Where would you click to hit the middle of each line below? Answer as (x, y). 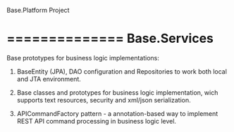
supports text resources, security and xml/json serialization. (104, 100)
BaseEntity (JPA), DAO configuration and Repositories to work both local (122, 71)
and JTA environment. (49, 79)
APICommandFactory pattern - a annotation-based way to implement (117, 113)
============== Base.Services (110, 39)
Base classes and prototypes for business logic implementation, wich (117, 92)
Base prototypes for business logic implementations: (83, 58)
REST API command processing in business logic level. (97, 121)
